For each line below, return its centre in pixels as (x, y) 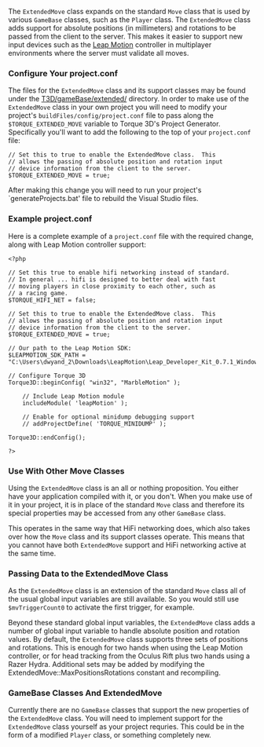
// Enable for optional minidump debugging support (108, 417)
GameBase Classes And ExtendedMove (85, 693)
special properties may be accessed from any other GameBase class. (117, 513)
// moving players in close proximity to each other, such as (112, 286)
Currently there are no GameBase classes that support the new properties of (129, 710)
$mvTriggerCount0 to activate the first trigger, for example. (101, 607)
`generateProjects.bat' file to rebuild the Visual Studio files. (103, 199)
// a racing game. (38, 293)
